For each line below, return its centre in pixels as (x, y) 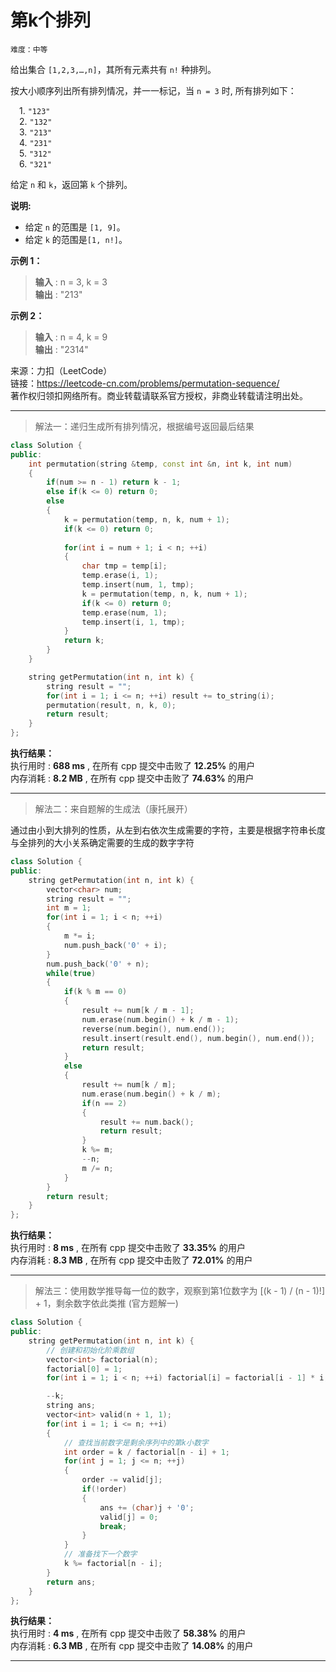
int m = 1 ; (69, 908)
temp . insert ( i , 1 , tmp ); (133, 622)
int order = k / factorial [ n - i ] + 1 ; (146, 1452)
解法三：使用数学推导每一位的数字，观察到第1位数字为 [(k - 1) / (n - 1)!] (179, 1291)
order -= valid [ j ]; (122, 1480)
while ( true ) (71, 973)
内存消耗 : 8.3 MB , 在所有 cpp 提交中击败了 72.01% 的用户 (131, 1260)
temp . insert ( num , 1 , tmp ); (138, 585)
